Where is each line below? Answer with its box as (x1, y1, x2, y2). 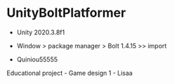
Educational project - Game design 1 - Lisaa (6, 69, 133, 77)
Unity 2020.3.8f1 (16, 28, 65, 36)
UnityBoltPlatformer (6, 5, 126, 21)
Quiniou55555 (16, 55, 58, 64)
